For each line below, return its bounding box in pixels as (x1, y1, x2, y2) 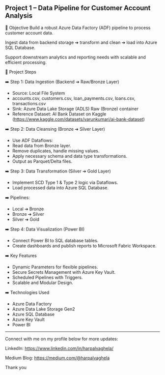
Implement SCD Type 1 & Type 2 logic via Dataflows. (12, 179, 118, 185)
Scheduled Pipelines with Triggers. (12, 274, 83, 280)
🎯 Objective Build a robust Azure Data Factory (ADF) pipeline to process (5, 25, 151, 30)
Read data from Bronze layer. (12, 143, 71, 148)
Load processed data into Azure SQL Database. (12, 184, 109, 191)
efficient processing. (5, 59, 47, 65)
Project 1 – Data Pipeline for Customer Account (5, 4, 151, 12)
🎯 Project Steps (5, 69, 37, 75)
